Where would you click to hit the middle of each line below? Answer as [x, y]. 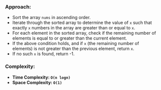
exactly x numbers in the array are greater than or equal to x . [74, 28]
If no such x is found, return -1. [43, 54]
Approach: [18, 7]
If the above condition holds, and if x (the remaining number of [76, 44]
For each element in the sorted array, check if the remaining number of [84, 33]
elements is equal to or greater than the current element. [69, 38]
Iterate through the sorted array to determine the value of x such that [82, 22]
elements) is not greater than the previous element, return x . [73, 49]
